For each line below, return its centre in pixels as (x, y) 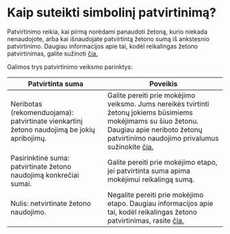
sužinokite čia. (130, 147)
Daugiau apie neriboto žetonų (155, 130)
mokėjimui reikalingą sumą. (151, 179)
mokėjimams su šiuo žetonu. (153, 121)
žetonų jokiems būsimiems (150, 113)
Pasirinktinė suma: (40, 158)
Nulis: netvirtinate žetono (51, 203)
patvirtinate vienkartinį (47, 121)
